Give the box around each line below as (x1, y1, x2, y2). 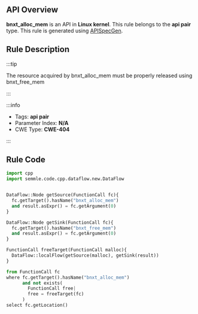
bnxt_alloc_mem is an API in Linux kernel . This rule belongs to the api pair (6, 20, 191, 28)
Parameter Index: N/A (14, 119, 69, 126)
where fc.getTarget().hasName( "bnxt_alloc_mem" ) (6, 275, 130, 281)
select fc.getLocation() (6, 302, 68, 309)
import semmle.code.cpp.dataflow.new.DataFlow (6, 176, 124, 182)
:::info (6, 101, 20, 108)
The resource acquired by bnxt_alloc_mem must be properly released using (6, 72, 193, 79)
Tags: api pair (14, 113, 50, 120)
